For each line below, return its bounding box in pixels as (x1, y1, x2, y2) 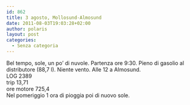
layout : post (6, 32, 39, 38)
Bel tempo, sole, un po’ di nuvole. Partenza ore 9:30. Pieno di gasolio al (6, 59, 185, 67)
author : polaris (6, 25, 47, 32)
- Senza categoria (12, 43, 59, 49)
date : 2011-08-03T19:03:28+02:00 (6, 20, 91, 26)
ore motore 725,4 (6, 85, 50, 92)
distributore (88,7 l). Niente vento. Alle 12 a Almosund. (6, 66, 141, 73)
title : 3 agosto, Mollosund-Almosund (6, 15, 102, 21)
